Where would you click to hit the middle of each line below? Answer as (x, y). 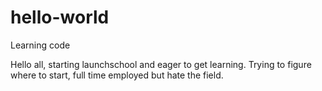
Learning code (40, 45)
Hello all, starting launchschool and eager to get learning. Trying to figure (161, 64)
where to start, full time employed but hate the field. (117, 75)
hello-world (60, 17)
